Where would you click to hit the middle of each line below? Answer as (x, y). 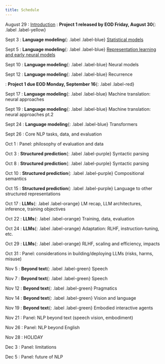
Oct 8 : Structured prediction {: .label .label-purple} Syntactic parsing (77, 163)
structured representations (33, 194)
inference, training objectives (35, 209)
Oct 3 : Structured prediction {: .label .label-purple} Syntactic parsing (77, 153)
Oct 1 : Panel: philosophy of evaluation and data (55, 144)
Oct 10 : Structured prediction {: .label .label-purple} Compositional (75, 173)
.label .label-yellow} (26, 30)
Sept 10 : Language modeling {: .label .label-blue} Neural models (72, 64)
